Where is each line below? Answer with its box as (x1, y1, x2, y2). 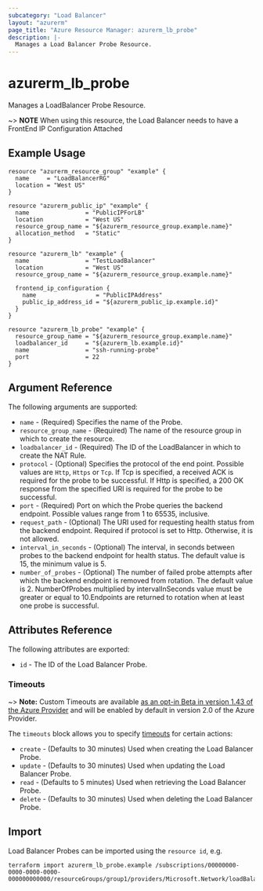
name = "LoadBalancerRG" (15, 174, 110, 182)
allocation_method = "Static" (15, 229, 121, 237)
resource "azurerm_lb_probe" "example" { (8, 325, 146, 334)
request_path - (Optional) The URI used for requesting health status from (19, 517, 254, 527)
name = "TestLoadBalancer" (15, 257, 156, 265)
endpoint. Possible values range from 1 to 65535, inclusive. (19, 509, 210, 518)
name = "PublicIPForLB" (15, 209, 146, 217)
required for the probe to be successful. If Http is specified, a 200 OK (19, 476, 244, 485)
